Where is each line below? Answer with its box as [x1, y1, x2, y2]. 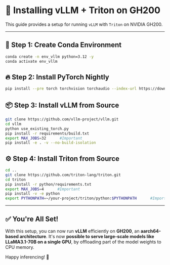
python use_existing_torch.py [5, 126, 69, 131]
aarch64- [141, 228, 161, 234]
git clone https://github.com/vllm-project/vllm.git [5, 117, 119, 122]
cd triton [5, 177, 26, 182]
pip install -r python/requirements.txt [5, 182, 92, 187]
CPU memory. [5, 244, 34, 250]
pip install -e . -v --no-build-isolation [5, 140, 96, 146]
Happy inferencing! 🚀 [5, 254, 50, 260]
